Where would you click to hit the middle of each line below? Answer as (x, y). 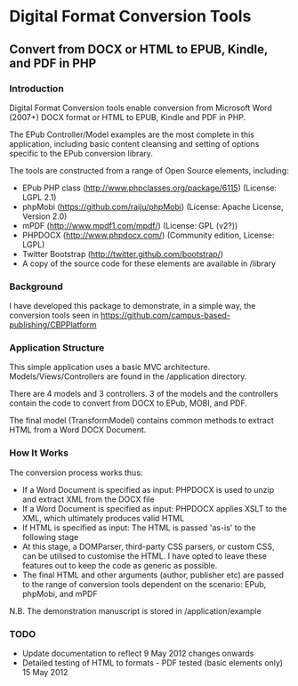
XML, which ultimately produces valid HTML (103, 518)
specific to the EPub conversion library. (81, 153)
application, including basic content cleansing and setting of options (134, 143)
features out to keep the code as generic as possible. (120, 565)
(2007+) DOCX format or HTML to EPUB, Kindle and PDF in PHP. (128, 117)
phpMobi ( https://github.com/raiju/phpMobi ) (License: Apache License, (153, 206)
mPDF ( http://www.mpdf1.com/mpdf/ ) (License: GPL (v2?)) (130, 225)
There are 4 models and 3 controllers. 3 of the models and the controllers (144, 394)
